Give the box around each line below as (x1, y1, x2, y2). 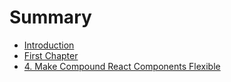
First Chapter (23, 49, 79, 61)
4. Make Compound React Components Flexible (23, 60, 221, 72)
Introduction (23, 39, 75, 51)
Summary (9, 6, 92, 29)
